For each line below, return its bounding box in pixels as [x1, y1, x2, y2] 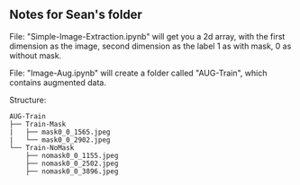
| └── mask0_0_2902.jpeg [9, 135, 111, 145]
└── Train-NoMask [9, 143, 75, 152]
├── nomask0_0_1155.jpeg [25, 151, 119, 160]
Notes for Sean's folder [9, 7, 142, 22]
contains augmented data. [9, 76, 106, 88]
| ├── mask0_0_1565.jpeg [9, 128, 111, 137]
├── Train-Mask [9, 119, 67, 128]
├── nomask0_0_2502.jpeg [25, 159, 119, 168]
